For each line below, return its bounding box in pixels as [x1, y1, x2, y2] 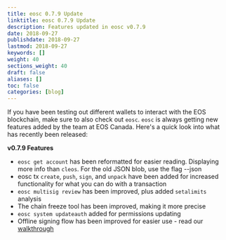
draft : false [7, 69, 46, 76]
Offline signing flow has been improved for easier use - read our [17, 217, 204, 225]
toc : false [7, 82, 39, 89]
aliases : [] [7, 75, 42, 83]
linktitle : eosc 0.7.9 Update [7, 17, 96, 24]
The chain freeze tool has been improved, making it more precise [17, 202, 206, 211]
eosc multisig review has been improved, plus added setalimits [17, 187, 207, 196]
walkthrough [17, 225, 54, 233]
